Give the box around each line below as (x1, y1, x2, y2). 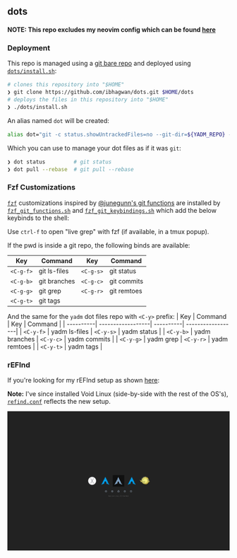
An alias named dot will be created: (7, 116, 109, 124)
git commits (109, 277, 143, 285)
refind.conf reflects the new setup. (7, 397, 111, 405)
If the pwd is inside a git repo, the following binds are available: (7, 240, 190, 250)
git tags (38, 296, 61, 305)
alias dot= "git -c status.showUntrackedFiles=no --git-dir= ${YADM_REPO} (7, 131, 226, 138)
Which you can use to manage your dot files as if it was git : (7, 144, 181, 152)
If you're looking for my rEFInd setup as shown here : (7, 376, 160, 384)
